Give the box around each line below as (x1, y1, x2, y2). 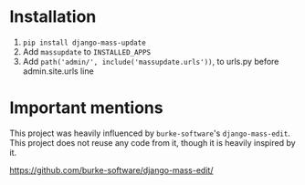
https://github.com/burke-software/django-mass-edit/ (9, 164, 214, 175)
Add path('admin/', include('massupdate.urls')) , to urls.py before (22, 56, 279, 67)
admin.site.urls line (22, 66, 94, 77)
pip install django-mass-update (22, 38, 146, 47)
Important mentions (9, 98, 163, 118)
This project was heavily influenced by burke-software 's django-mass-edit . (9, 128, 290, 139)
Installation (9, 6, 97, 27)
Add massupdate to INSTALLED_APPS (22, 46, 152, 57)
